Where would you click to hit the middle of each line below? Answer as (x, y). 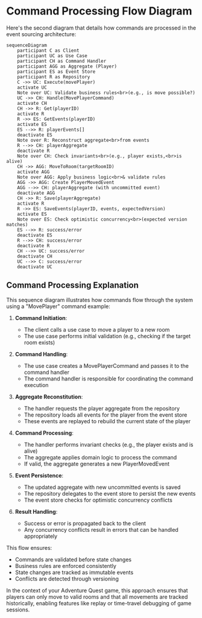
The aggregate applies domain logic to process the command (100, 457)
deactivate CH (35, 256)
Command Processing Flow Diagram (99, 11)
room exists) (39, 342)
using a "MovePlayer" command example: (58, 306)
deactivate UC (35, 266)
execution (36, 385)
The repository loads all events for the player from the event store (106, 415)
